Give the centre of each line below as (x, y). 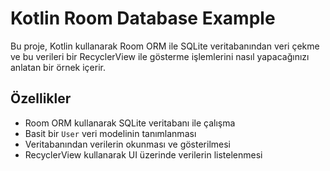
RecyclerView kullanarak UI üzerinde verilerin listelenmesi (143, 154)
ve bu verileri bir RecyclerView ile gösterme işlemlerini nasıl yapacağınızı (160, 56)
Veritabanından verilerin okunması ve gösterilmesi (128, 144)
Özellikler (41, 98)
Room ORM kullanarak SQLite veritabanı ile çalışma (130, 123)
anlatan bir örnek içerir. (58, 67)
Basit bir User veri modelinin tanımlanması (110, 133)
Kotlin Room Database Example (143, 18)
